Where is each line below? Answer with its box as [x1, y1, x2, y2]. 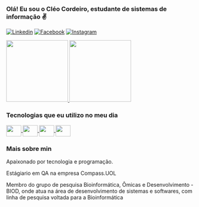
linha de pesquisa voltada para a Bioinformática [6, 193, 124, 201]
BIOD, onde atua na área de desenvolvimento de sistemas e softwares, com [6, 187, 193, 194]
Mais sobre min [6, 144, 52, 153]
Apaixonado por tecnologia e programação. [6, 157, 114, 165]
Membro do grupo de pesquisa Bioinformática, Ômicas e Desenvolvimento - [6, 181, 194, 188]
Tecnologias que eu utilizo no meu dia [6, 111, 118, 119]
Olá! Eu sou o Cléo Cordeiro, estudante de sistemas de [6, 5, 167, 13]
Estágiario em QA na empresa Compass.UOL [6, 169, 117, 177]
